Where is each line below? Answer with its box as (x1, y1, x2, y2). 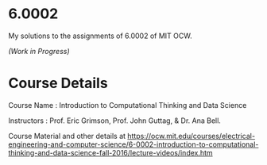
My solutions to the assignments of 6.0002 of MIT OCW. (8, 31, 192, 40)
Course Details (8, 75, 109, 92)
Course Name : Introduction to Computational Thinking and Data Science (8, 100, 247, 109)
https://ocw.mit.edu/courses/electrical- (126, 131, 256, 140)
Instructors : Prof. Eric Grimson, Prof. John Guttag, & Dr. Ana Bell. (8, 116, 221, 125)
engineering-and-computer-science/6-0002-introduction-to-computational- (8, 140, 259, 149)
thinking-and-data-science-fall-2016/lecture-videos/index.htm (8, 148, 213, 157)
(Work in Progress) (8, 46, 70, 56)
